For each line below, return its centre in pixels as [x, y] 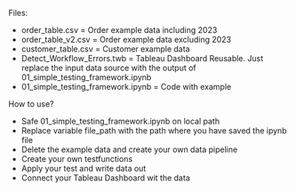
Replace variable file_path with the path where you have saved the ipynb [154, 131]
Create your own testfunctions [77, 159]
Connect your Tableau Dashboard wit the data [105, 178]
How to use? [31, 104]
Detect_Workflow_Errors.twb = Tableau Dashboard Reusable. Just [142, 58]
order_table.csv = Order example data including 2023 [119, 30]
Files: [18, 13]
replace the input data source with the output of [108, 68]
